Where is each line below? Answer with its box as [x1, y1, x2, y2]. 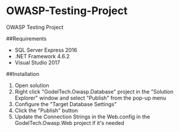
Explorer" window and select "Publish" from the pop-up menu [14, 94, 167, 101]
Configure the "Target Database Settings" [14, 100, 117, 107]
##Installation [6, 70, 40, 77]
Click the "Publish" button [14, 107, 78, 114]
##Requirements [6, 35, 47, 42]
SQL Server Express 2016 [14, 46, 78, 54]
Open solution [14, 81, 49, 89]
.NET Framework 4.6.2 [14, 52, 70, 60]
